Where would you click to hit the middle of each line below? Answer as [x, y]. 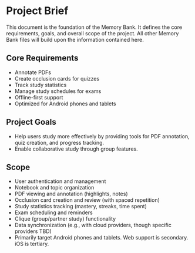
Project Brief [37, 11]
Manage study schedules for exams [58, 91]
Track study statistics [41, 85]
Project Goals [31, 122]
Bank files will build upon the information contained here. [75, 39]
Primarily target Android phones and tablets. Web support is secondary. [101, 238]
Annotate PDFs [33, 72]
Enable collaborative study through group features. [76, 149]
